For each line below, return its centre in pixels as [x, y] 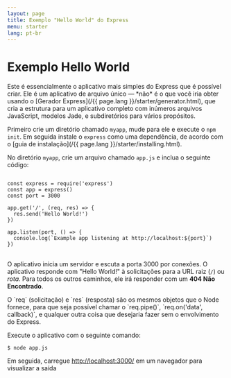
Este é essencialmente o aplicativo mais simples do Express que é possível [114, 87]
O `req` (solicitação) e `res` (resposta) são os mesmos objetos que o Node [113, 300]
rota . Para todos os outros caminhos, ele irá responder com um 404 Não [111, 279]
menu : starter [28, 26]
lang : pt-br [24, 33]
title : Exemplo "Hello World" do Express [68, 20]
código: [18, 165]
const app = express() [40, 190]
